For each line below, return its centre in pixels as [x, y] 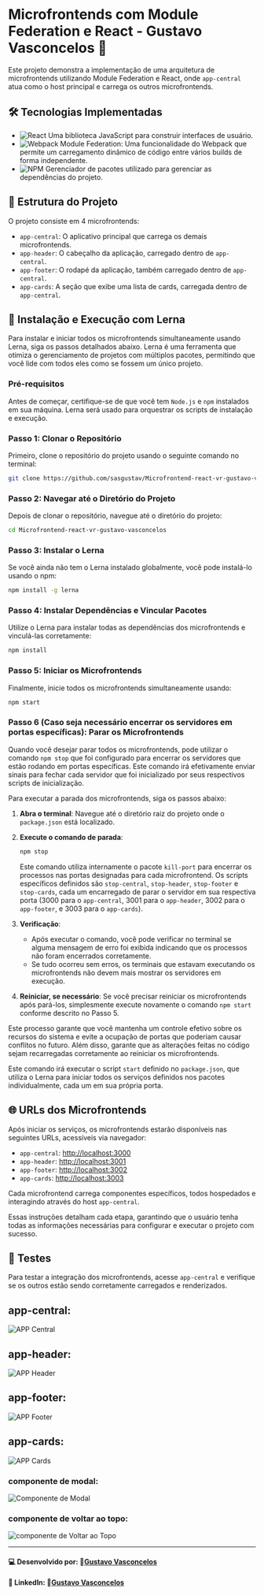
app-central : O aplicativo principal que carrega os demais [113, 236]
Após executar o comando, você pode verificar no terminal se [131, 939]
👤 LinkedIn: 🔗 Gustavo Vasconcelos [66, 1582]
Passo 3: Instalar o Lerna [56, 550]
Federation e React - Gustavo [105, 31]
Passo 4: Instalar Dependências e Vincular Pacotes [108, 611]
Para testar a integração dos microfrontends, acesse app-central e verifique [132, 1277]
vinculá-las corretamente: [50, 636]
